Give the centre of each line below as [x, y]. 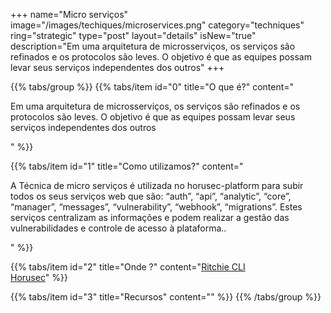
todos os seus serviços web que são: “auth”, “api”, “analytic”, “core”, [151, 196]
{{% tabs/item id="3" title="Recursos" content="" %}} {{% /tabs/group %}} [166, 297]
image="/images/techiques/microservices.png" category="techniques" [157, 25]
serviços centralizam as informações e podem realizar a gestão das [150, 217]
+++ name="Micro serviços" [69, 14]
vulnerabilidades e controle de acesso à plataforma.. [118, 228]
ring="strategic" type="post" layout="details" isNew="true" [133, 35]
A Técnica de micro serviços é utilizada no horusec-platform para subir [157, 185]
